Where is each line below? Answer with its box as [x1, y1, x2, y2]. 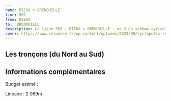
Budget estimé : [5, 81, 39, 87]
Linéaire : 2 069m [5, 91, 42, 97]
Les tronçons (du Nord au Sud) [5, 50, 104, 59]
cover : [5, 31, 19, 36]
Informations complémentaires [5, 67, 106, 76]
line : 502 [5, 12, 26, 17]
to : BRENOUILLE [5, 21, 40, 27]
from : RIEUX [5, 17, 31, 22]
